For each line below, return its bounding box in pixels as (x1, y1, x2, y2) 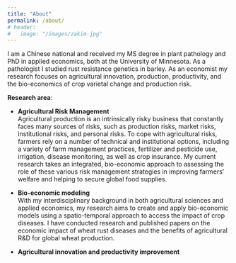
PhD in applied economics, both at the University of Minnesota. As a (7, 57, 206, 66)
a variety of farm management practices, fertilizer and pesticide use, (17, 145, 218, 153)
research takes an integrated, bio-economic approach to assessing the (17, 160, 225, 169)
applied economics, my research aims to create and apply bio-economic (17, 203, 229, 213)
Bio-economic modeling (17, 189, 90, 197)
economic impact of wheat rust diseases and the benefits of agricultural (17, 226, 228, 235)
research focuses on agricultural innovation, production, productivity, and (7, 72, 222, 81)
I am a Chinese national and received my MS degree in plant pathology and (7, 50, 226, 58)
